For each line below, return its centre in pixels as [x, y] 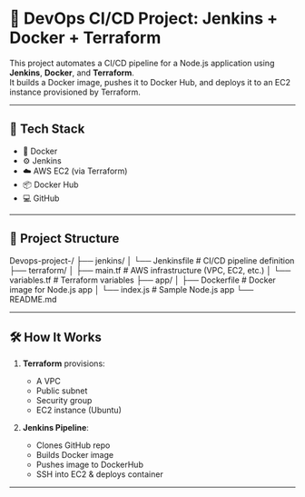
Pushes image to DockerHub [89, 465]
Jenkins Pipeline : [55, 428]
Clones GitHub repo [73, 445]
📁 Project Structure [64, 239]
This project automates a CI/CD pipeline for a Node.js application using [142, 63]
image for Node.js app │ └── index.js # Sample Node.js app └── [132, 289]
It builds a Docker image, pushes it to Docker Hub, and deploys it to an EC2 [150, 82]
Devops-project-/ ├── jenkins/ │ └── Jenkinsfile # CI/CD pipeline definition [152, 260]
